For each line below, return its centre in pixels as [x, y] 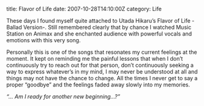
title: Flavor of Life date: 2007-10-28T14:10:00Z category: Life [84, 9]
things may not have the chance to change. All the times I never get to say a [102, 78]
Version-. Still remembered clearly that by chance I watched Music [108, 27]
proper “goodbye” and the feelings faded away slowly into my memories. [98, 85]
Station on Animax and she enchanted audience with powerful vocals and [99, 34]
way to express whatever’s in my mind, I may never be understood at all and [102, 72]
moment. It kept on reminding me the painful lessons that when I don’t [95, 59]
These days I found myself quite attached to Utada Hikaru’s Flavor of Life [99, 21]
